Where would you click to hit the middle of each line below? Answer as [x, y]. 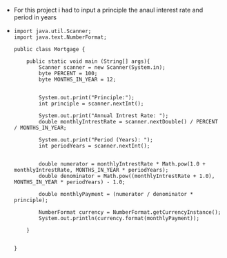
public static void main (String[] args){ [88, 61]
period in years [35, 17]
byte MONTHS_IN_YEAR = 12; [78, 79]
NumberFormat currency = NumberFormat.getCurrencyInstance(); [130, 212]
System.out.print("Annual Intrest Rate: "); [104, 116]
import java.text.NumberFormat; [60, 37]
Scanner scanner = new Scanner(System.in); [102, 68]
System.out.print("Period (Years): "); [96, 140]
